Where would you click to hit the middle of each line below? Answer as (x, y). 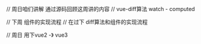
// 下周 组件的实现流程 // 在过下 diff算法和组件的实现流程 (77, 22)
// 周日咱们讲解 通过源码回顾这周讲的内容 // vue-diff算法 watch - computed (101, 9)
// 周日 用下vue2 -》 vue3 (37, 35)
